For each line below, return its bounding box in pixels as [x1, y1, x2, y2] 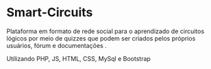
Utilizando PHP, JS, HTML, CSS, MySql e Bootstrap [6, 54, 151, 62]
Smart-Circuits [6, 5, 93, 20]
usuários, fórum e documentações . [6, 41, 107, 49]
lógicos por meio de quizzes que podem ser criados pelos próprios [6, 34, 196, 42]
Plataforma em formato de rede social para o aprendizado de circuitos [6, 27, 205, 35]
